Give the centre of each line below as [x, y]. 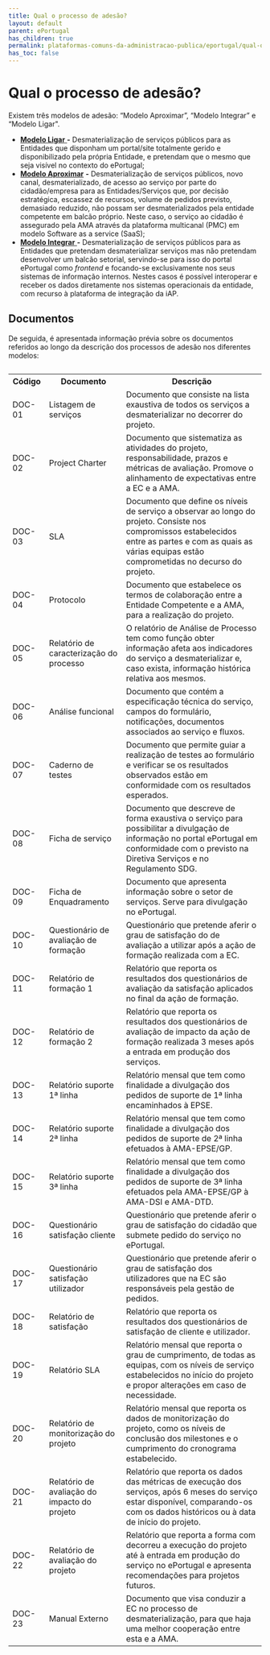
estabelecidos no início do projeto [190, 1375]
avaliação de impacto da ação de [188, 1032]
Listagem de [72, 404]
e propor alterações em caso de [186, 1384]
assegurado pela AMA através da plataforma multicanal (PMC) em [129, 225]
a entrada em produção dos [178, 1052]
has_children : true [41, 38]
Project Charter [78, 462]
